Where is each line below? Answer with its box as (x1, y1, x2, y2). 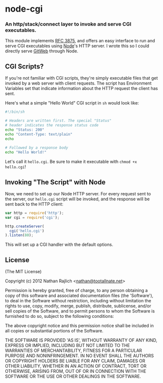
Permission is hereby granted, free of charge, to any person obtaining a (5, 288, 148, 294)
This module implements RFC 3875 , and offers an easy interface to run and (5, 38, 155, 44)
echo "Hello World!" (5, 150, 47, 155)
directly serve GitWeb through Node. (5, 48, 79, 54)
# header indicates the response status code (5, 123, 98, 128)
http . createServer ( (5, 224, 45, 229)
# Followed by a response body (5, 145, 68, 150)
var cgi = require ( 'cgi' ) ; (5, 215, 60, 220)
